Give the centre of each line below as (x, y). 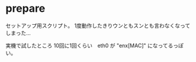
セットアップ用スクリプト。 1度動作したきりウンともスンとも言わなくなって (98, 25)
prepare (25, 9)
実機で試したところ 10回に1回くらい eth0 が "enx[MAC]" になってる (89, 45)
